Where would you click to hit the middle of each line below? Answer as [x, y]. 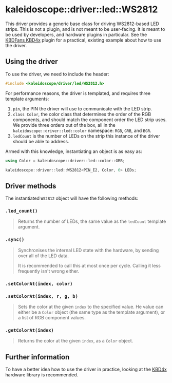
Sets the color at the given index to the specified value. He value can [91, 307]
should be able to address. [41, 141]
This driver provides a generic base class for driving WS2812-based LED [82, 24]
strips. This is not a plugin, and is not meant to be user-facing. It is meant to [85, 29]
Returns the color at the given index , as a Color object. [75, 341]
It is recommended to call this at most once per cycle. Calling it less [89, 265]
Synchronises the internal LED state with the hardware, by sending [88, 250]
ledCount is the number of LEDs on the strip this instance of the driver [86, 136]
